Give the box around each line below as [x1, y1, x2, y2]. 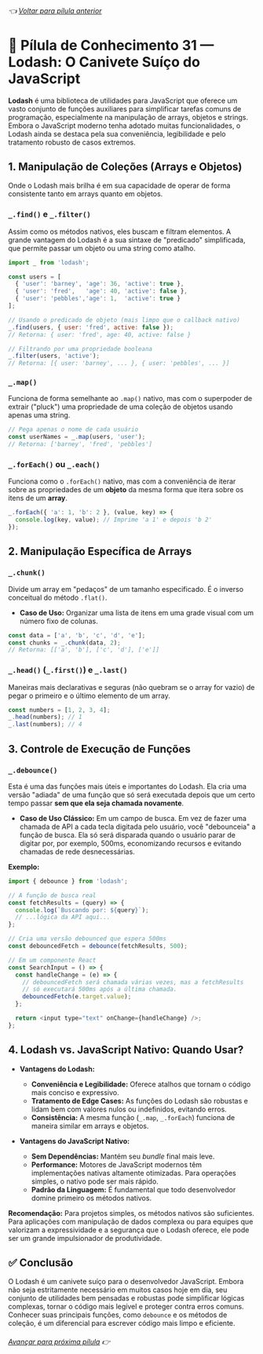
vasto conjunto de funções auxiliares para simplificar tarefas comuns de [8, 104, 242, 113]
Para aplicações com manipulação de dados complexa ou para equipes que [8, 1217, 254, 1226]
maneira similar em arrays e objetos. [31, 1121, 149, 1130]
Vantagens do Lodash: [19, 1064, 96, 1074]
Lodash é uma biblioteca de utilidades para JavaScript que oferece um [8, 96, 238, 105]
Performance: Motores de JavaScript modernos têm [31, 1159, 203, 1169]
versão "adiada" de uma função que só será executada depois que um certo [8, 790, 255, 799]
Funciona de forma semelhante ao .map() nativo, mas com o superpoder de [8, 394, 253, 403]
